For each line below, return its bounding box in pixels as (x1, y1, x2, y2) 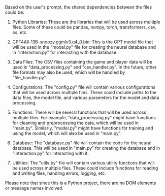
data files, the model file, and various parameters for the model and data (12, 95, 160, 100)
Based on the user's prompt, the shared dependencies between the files (5, 4, 152, 10)
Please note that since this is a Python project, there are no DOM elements (5, 180, 156, 186)
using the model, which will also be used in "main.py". (12, 131, 122, 136)
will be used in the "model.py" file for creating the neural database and (12, 44, 156, 50)
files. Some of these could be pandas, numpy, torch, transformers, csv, (12, 24, 157, 30)
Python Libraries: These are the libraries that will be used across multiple (12, 19, 161, 25)
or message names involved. (5, 185, 64, 191)
